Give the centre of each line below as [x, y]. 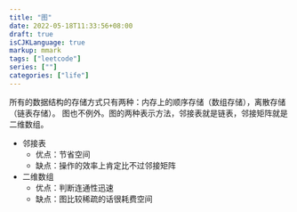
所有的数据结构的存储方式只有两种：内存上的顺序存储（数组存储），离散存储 [148, 102]
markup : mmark [36, 51]
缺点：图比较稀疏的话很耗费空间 [94, 199]
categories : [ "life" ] [49, 76]
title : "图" [31, 17]
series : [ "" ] [33, 68]
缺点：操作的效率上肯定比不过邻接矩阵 [105, 165]
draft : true [31, 34]
